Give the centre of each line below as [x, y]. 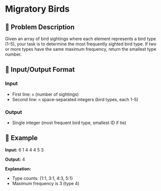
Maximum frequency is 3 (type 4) [46, 183]
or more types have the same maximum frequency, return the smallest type [81, 49]
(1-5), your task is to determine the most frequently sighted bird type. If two [81, 44]
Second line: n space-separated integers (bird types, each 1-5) [75, 99]
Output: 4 [15, 159]
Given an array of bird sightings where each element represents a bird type [80, 39]
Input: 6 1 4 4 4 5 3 [24, 149]
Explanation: [18, 169]
